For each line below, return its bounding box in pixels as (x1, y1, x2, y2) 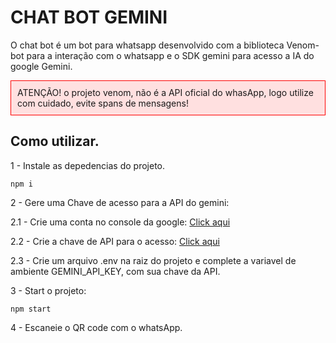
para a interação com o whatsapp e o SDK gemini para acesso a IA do (26, 49, 315, 61)
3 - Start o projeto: (10, 284, 87, 296)
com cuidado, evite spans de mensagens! (17, 97, 189, 109)
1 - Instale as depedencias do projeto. (10, 159, 166, 171)
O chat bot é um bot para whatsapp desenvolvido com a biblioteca (10, 39, 285, 51)
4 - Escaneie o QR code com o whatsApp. (10, 321, 183, 333)
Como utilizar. (10, 133, 100, 150)
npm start (10, 304, 52, 314)
